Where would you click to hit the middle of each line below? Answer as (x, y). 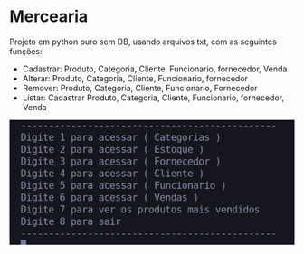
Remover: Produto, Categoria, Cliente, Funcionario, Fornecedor (140, 88)
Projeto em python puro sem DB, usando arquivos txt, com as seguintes (143, 42)
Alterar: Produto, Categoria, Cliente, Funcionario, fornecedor (135, 78)
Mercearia (49, 17)
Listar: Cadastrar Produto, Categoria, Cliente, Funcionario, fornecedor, (153, 98)
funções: (26, 51)
